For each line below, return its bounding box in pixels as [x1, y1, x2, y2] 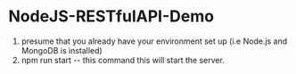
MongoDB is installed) [21, 45, 103, 55]
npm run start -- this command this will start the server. [21, 54, 225, 65]
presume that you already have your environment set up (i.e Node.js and [21, 36, 288, 46]
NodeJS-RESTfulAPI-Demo [8, 6, 215, 27]
